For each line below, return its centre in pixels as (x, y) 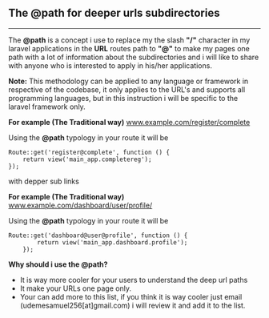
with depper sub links (44, 181)
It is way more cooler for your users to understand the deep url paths (134, 280)
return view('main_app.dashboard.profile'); (112, 242)
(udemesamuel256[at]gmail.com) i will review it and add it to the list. (132, 305)
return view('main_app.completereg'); (87, 159)
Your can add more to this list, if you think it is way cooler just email (131, 296)
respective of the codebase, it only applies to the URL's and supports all (127, 89)
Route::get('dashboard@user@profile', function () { (98, 235)
